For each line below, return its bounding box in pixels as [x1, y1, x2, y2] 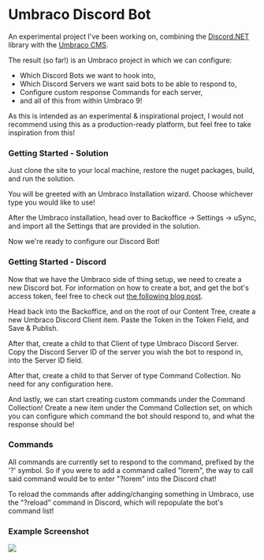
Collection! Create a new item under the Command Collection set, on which [8, 403, 253, 412]
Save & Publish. [8, 323, 59, 333]
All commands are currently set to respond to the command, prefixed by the [8, 457, 255, 467]
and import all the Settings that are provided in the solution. [8, 221, 201, 231]
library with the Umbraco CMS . [8, 39, 109, 49]
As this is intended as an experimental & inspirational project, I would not [8, 111, 244, 120]
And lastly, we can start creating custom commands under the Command [8, 394, 246, 404]
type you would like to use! [8, 197, 96, 207]
